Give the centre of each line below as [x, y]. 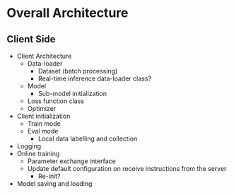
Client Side [31, 39]
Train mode [44, 124]
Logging [29, 146]
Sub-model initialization [72, 94]
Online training [38, 154]
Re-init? [49, 176]
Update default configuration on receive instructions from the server [127, 169]
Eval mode [43, 131]
